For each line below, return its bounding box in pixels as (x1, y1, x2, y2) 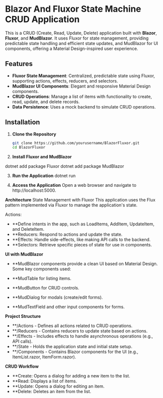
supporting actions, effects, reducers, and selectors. (12, 78, 118, 84)
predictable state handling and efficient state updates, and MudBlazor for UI (5, 40, 158, 46)
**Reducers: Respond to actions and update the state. (12, 231, 123, 238)
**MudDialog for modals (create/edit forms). (12, 294, 103, 300)
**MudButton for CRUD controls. (12, 285, 79, 291)
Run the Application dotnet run (12, 173, 76, 179)
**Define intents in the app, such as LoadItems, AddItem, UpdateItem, (12, 221, 155, 227)
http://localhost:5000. (12, 187, 56, 194)
